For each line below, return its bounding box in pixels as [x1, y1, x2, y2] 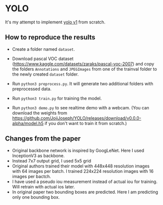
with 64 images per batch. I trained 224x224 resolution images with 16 [12, 168, 154, 174]
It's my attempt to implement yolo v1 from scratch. [5, 19, 106, 25]
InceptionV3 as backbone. [12, 152, 65, 159]
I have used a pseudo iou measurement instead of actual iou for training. [12, 179, 158, 184]
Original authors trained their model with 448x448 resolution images [12, 163, 150, 169]
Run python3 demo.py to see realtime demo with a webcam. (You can [12, 104, 149, 110]
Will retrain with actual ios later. [12, 184, 75, 189]
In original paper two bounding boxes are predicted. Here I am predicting [12, 189, 158, 195]
